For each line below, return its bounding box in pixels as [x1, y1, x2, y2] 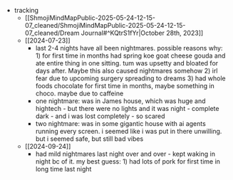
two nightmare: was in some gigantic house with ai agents [35, 120, 207, 127]
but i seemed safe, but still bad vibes [35, 134, 144, 143]
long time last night [35, 165, 92, 173]
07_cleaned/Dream [24, 28, 80, 37]
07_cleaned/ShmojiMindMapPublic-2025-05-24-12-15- [24, 21, 186, 29]
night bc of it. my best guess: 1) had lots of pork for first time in [35, 157, 221, 166]
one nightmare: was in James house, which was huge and [35, 97, 206, 105]
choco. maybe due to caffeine [35, 89, 124, 97]
